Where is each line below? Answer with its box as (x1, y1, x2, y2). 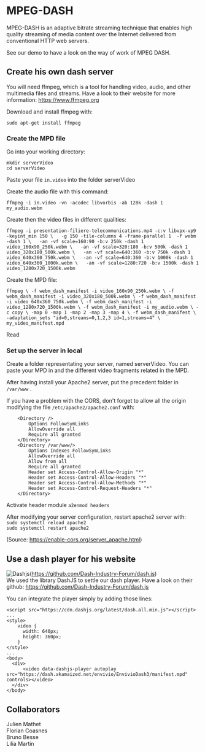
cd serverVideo (6, 165, 45, 172)
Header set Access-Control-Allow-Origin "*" (28, 469, 144, 476)
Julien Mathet (6, 720, 41, 727)
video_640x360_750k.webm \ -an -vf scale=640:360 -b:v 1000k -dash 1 (6, 255, 193, 261)
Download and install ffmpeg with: (6, 108, 93, 115)
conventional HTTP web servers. (6, 37, 90, 44)
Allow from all (28, 459, 68, 465)
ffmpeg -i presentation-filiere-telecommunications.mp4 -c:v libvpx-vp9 (6, 228, 196, 234)
